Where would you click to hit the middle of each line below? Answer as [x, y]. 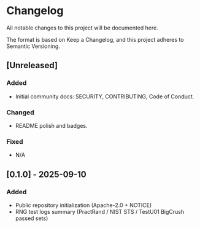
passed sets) [32, 218]
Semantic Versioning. [33, 46]
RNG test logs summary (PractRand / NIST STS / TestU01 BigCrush [100, 211]
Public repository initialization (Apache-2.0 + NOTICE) [83, 205]
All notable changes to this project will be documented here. [82, 28]
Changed [21, 112]
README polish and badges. [51, 125]
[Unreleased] [32, 65]
